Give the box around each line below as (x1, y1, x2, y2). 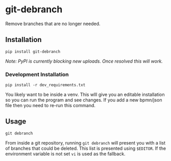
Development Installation (5, 71, 69, 78)
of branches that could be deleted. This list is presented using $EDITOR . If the (5, 145, 166, 151)
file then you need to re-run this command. (5, 103, 96, 109)
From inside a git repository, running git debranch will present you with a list (5, 139, 166, 146)
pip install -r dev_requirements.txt (5, 83, 86, 88)
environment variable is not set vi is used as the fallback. (5, 150, 126, 157)
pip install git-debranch (5, 49, 60, 54)
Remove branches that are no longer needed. (5, 21, 101, 27)
